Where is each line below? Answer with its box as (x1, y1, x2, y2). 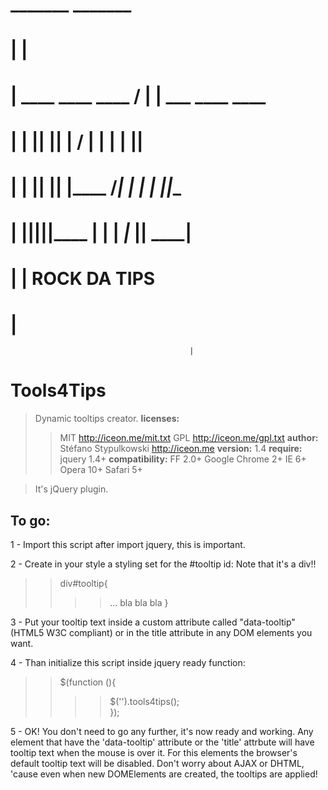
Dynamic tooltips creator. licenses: (34, 413, 180, 425)
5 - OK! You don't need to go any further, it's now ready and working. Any (10, 726, 314, 737)
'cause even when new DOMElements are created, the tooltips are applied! (10, 768, 318, 780)
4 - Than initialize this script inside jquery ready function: (10, 657, 246, 668)
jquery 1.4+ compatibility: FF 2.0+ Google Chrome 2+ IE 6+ (59, 453, 307, 465)
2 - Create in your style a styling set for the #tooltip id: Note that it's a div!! (10, 558, 317, 570)
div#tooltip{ (59, 578, 108, 589)
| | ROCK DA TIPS (10, 268, 156, 290)
